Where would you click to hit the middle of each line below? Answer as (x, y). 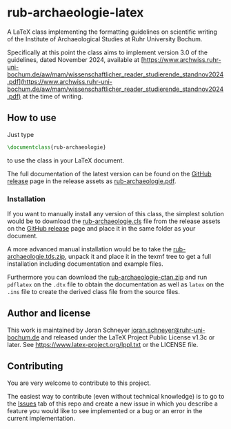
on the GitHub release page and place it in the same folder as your (101, 228)
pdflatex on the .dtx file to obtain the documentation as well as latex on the (116, 284)
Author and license (49, 314)
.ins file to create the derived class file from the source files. (94, 291)
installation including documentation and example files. (85, 264)
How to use (32, 118)
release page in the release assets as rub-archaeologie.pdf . (92, 181)
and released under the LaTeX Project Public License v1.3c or (128, 337)
